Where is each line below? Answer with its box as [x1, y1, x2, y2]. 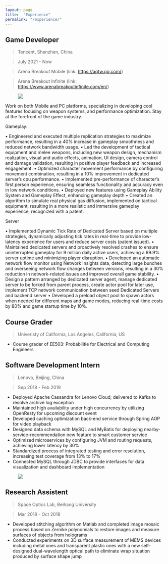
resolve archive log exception [12, 399, 74, 405]
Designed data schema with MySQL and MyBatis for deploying [12, 426, 143, 432]
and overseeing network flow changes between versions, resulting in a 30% [5, 266, 164, 272]
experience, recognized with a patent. [5, 208, 84, 215]
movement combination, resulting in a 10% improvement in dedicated [5, 171, 149, 177]
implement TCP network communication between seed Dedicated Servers [5, 287, 159, 293]
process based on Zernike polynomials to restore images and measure [12, 526, 159, 532]
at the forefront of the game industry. [5, 114, 82, 120]
